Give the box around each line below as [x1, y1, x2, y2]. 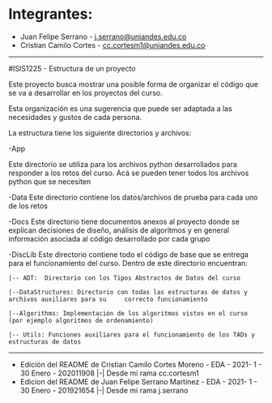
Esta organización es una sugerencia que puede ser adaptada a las [8, 103, 232, 114]
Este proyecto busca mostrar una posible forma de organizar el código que [8, 79, 259, 89]
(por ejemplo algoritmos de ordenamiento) [8, 316, 154, 324]
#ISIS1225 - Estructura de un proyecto [8, 63, 136, 73]
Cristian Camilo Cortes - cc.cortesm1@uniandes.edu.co [19, 40, 206, 49]
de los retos [8, 200, 49, 211]
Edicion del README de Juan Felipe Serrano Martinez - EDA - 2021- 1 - [19, 376, 257, 386]
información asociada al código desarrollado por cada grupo [8, 234, 210, 243]
